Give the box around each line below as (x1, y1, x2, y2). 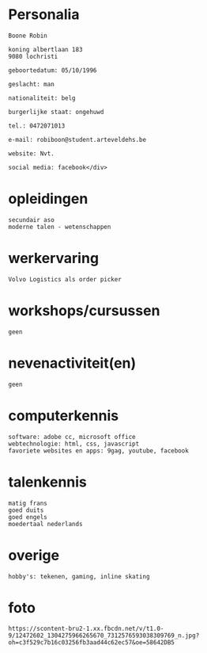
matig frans (8, 499, 47, 507)
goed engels (8, 513, 47, 521)
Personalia (8, 6, 80, 24)
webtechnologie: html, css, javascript (8, 440, 140, 448)
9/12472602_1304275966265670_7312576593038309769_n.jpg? (8, 632, 200, 640)
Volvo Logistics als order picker (8, 275, 122, 283)
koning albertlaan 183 (8, 45, 83, 53)
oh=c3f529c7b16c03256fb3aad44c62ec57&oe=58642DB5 (8, 639, 175, 647)
